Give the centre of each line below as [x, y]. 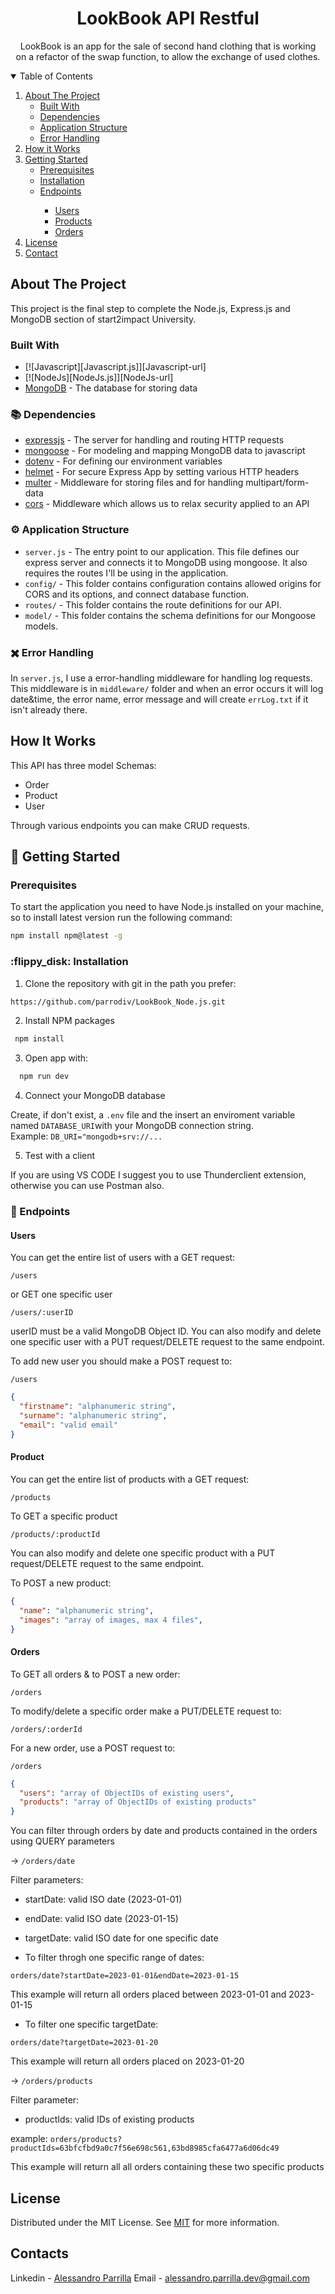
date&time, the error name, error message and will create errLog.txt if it [159, 699]
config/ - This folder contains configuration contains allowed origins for [173, 583]
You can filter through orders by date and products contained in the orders [164, 1831]
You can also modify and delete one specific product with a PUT [143, 1553]
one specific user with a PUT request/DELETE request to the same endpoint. [167, 1342]
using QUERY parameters [62, 1841]
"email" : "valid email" [68, 1425]
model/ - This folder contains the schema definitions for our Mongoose [170, 615]
